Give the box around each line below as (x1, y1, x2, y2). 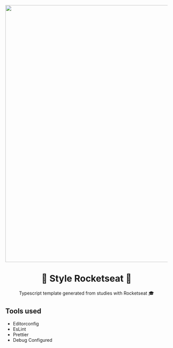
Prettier (12, 331, 29, 338)
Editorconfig (12, 320, 39, 326)
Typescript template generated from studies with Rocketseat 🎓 (19, 290, 154, 296)
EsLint (12, 326, 26, 332)
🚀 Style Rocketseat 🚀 (41, 273, 132, 284)
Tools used (5, 307, 42, 316)
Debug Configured (12, 337, 53, 343)
